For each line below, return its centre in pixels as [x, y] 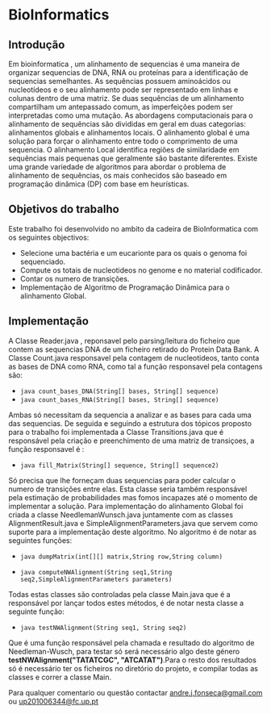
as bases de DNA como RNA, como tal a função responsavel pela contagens [135, 366]
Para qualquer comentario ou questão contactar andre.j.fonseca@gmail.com [135, 692]
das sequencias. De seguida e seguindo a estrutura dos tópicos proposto [130, 423]
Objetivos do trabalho [64, 209]
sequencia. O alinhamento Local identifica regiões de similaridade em [124, 150]
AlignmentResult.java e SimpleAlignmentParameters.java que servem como [133, 523]
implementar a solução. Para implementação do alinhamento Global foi [126, 506]
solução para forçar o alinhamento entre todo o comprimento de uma [123, 141]
